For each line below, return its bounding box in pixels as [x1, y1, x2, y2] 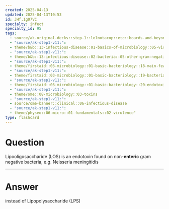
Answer [5, 181, 39, 192]
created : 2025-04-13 [5, 7, 49, 13]
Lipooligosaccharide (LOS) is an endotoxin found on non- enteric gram [5, 153, 151, 159]
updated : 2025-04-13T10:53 [5, 12, 62, 17]
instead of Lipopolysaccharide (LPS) [5, 197, 81, 204]
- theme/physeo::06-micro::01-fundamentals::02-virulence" [10, 110, 136, 116]
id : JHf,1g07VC [5, 17, 37, 22]
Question [5, 136, 44, 148]
